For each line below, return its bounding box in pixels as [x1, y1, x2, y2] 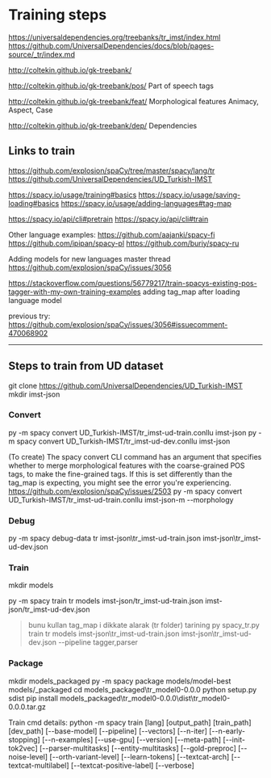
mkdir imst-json [8, 389, 60, 399]
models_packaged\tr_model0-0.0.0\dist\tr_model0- [60, 693, 231, 703]
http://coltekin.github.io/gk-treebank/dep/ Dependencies [8, 120, 198, 130]
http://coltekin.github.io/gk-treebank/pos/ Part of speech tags [8, 81, 214, 90]
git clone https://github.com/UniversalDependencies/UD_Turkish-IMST [8, 381, 244, 390]
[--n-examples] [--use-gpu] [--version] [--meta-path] [41, 734, 222, 744]
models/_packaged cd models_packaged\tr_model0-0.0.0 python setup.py [8, 684, 257, 694]
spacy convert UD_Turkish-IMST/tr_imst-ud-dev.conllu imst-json [16, 436, 231, 446]
